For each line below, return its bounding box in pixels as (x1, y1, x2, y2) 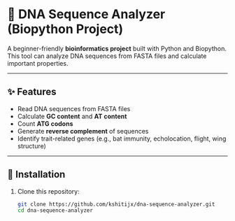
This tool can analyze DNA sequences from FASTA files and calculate (7, 52, 207, 60)
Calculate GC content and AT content (17, 112, 127, 120)
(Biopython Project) (7, 21, 124, 37)
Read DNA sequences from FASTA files (17, 104, 131, 113)
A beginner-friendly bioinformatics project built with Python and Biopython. (7, 44, 227, 52)
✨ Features (7, 86, 57, 98)
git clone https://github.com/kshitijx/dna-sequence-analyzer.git (17, 201, 215, 208)
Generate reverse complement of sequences (17, 127, 149, 135)
